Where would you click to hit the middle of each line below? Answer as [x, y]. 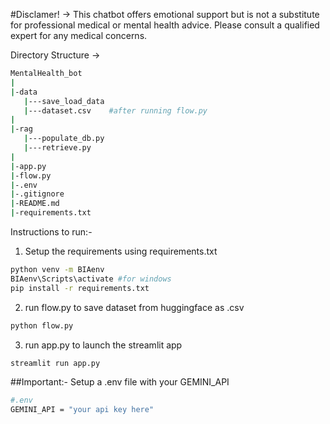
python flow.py [42, 325]
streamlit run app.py [55, 363]
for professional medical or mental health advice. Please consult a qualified [165, 25]
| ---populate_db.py [64, 139]
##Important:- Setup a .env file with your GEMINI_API [120, 382]
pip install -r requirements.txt [80, 288]
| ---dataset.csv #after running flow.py [115, 110]
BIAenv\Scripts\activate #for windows [91, 279]
